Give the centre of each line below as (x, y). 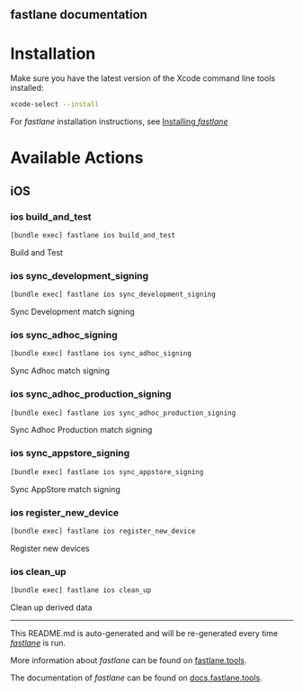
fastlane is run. (38, 643)
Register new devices (50, 548)
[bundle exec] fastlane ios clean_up (81, 590)
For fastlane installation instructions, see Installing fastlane (119, 121)
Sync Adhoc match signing (60, 371)
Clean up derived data (51, 607)
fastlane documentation (79, 15)
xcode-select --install (55, 104)
